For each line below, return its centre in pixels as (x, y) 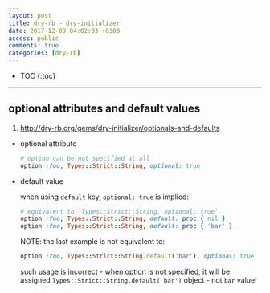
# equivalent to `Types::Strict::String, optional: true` (119, 211)
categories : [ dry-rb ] (45, 53)
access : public (34, 38)
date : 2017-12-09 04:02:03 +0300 (64, 31)
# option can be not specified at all (85, 158)
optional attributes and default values (104, 109)
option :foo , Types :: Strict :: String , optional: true (110, 165)
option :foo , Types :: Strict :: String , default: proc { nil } (123, 219)
